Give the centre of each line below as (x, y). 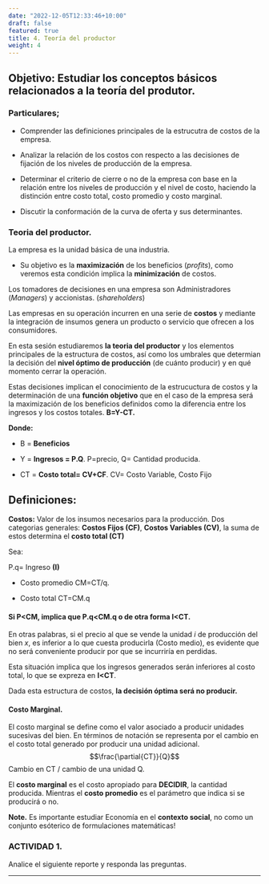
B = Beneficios (45, 444)
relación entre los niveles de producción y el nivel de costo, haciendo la (138, 187)
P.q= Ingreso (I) (34, 567)
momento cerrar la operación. (57, 371)
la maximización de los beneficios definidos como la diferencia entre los (127, 404)
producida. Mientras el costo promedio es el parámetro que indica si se (127, 793)
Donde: (21, 428)
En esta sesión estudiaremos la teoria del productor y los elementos (121, 346)
